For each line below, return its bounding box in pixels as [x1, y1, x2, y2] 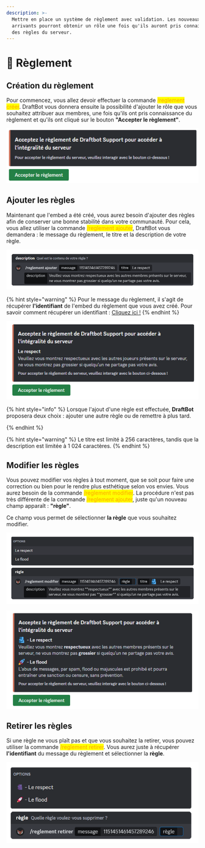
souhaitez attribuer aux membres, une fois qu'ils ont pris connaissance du [6, 110, 192, 117]
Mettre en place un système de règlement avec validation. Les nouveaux [12, 16, 201, 23]
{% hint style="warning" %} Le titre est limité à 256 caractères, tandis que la [6, 436, 199, 443]
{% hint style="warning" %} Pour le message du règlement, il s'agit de [6, 296, 184, 303]
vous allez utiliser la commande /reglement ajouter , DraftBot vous [6, 224, 171, 231]
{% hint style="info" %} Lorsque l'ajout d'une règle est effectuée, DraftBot [6, 406, 194, 413]
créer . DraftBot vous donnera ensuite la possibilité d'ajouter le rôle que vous [6, 103, 197, 111]
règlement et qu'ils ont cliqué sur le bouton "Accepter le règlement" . [6, 116, 181, 123]
